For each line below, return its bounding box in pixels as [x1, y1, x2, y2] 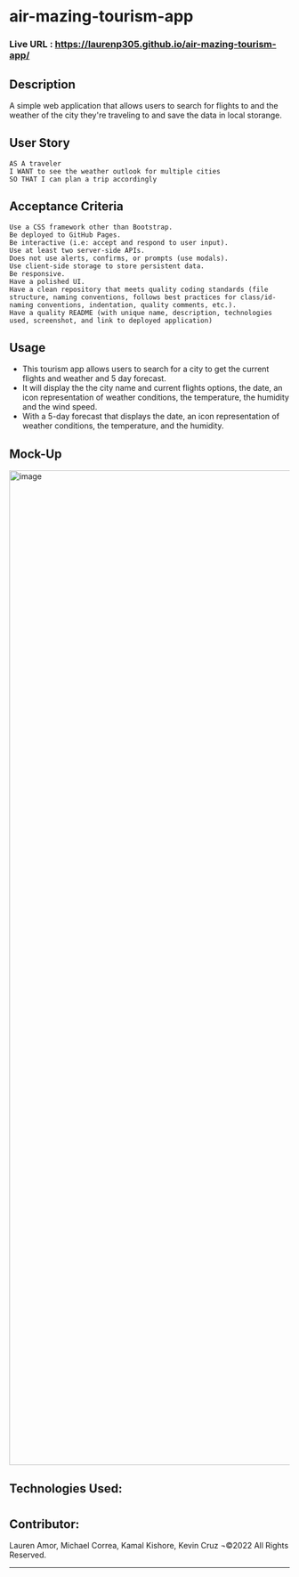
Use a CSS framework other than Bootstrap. [9, 223, 174, 232]
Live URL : [9, 38, 53, 51]
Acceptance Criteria [9, 199, 124, 215]
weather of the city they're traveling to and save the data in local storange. [9, 110, 283, 120]
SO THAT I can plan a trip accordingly [9, 175, 158, 183]
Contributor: [9, 1516, 80, 1532]
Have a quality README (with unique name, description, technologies [9, 308, 273, 317]
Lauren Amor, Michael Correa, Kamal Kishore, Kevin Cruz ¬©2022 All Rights [9, 1540, 289, 1551]
